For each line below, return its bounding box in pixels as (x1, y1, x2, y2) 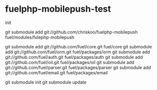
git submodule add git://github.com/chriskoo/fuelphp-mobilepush (5, 29, 138, 35)
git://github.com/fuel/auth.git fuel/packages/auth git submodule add (5, 54, 143, 60)
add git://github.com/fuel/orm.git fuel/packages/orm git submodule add (5, 49, 150, 55)
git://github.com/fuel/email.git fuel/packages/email (5, 69, 108, 75)
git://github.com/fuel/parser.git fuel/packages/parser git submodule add (5, 65, 151, 70)
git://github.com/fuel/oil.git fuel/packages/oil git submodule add (5, 59, 135, 65)
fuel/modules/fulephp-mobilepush (5, 34, 75, 40)
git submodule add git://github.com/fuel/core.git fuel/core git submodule (5, 44, 152, 49)
